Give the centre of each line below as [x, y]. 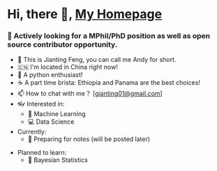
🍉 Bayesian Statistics [58, 160]
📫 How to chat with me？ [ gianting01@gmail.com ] [90, 94]
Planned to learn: [42, 153]
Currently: [32, 132]
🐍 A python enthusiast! [50, 75]
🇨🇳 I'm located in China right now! [68, 67]
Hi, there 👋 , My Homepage [85, 14]
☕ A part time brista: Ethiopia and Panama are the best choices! [109, 83]
